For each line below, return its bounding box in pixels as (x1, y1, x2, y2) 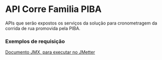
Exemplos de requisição (5, 37, 65, 44)
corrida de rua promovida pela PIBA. (5, 25, 80, 31)
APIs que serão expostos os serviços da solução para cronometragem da (5, 20, 157, 26)
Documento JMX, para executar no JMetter (5, 49, 96, 55)
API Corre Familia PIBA (5, 3, 102, 15)
